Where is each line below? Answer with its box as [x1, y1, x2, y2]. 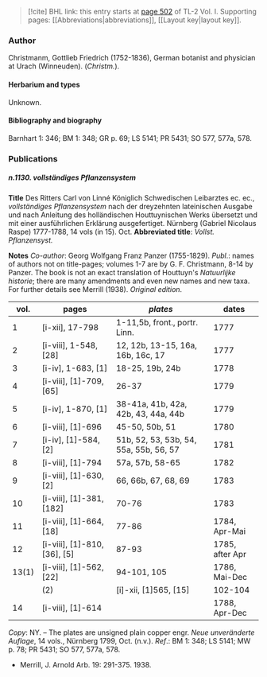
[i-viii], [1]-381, [41, 492, 105, 504]
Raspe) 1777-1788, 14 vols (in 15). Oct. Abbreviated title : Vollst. [8, 227, 215, 236]
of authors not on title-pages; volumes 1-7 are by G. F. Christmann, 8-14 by [8, 259, 253, 269]
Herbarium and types [8, 80, 81, 89]
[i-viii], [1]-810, [41, 539, 105, 550]
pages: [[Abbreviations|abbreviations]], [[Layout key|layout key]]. [27, 15, 242, 25]
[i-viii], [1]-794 [41, 457, 102, 468]
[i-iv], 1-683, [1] [41, 362, 108, 373]
